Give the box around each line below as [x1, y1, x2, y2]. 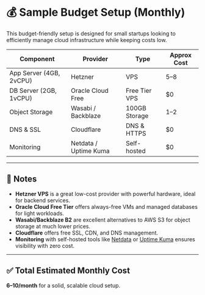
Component [19, 54, 55, 63]
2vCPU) [9, 76, 32, 85]
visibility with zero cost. [15, 242, 75, 249]
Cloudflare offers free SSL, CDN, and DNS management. [15, 229, 159, 236]
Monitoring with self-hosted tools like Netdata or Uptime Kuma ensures [15, 235, 195, 242]
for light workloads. [15, 209, 64, 217]
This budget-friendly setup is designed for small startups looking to [6, 29, 176, 37]
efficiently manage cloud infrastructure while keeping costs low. [6, 36, 167, 43]
